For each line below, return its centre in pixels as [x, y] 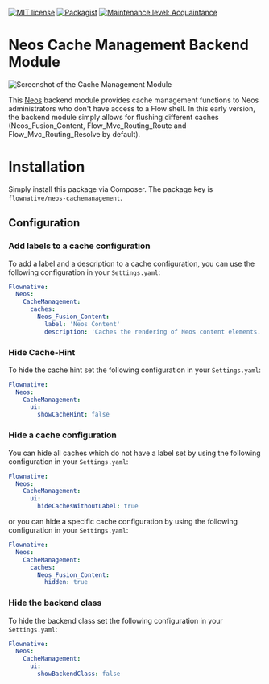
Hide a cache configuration [62, 435]
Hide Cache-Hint [42, 352]
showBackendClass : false [79, 674]
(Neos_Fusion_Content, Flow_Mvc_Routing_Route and [97, 126]
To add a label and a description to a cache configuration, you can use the [132, 263]
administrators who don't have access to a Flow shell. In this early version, [132, 108]
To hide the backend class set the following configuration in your [116, 620]
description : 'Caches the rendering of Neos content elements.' [154, 332]
